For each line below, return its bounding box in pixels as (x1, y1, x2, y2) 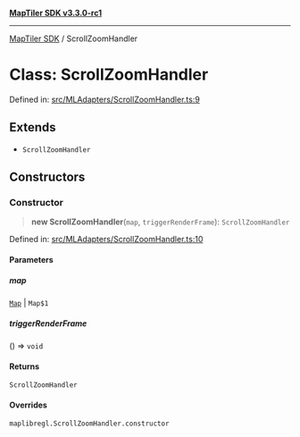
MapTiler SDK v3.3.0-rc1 (9, 8, 103, 18)
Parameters (9, 255, 54, 265)
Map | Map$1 (9, 298, 49, 307)
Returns (9, 361, 40, 372)
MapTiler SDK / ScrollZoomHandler (9, 33, 138, 44)
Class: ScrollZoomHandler (9, 64, 209, 85)
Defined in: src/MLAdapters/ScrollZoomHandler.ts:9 (9, 94, 201, 105)
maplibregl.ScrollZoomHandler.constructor (9, 419, 170, 428)
